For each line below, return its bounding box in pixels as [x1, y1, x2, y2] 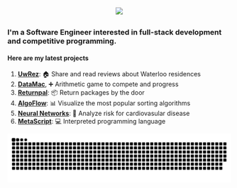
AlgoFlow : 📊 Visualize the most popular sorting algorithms [17, 99, 191, 107]
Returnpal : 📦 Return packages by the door [17, 88, 145, 97]
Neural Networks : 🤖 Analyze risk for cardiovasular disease [17, 109, 190, 118]
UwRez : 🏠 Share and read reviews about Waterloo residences [17, 70, 201, 78]
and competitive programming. [7, 36, 117, 46]
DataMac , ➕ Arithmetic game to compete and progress [17, 80, 179, 88]
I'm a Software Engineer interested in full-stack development [7, 28, 222, 37]
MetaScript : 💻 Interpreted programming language [17, 117, 166, 126]
